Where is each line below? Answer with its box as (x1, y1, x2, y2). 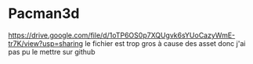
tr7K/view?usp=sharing (8, 38, 84, 48)
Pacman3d (8, 5, 80, 23)
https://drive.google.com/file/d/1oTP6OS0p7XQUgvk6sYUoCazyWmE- (8, 30, 236, 40)
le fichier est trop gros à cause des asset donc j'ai (85, 38, 246, 48)
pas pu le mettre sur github (8, 47, 96, 56)
